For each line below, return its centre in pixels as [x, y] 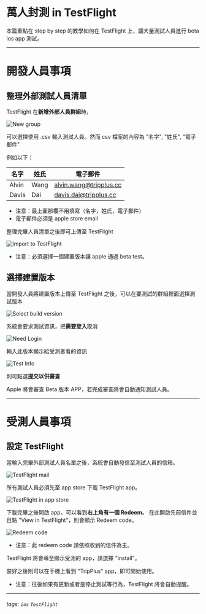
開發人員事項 [39, 72]
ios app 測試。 [25, 38]
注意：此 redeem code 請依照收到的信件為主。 [74, 545]
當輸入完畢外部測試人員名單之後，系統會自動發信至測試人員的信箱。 [92, 462]
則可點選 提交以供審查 [33, 376]
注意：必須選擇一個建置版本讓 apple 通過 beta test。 [81, 256]
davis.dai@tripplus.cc [85, 195]
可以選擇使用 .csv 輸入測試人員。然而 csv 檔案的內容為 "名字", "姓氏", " [96, 136]
